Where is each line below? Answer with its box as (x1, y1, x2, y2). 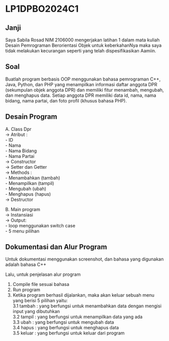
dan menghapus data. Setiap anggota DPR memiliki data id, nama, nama (5, 92, 156, 98)
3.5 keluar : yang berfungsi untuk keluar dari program (12, 330, 125, 336)
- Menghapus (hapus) (5, 191, 51, 197)
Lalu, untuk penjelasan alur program (5, 271, 81, 278)
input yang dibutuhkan (12, 308, 60, 314)
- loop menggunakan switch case (5, 222, 75, 228)
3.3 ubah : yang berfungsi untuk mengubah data (12, 319, 115, 325)
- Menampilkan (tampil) (5, 180, 54, 186)
